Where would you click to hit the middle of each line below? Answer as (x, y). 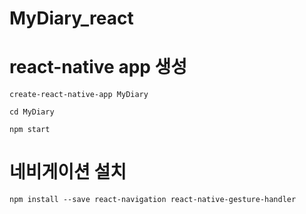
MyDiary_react (71, 18)
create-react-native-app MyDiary (79, 95)
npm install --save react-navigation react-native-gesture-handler (153, 200)
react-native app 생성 (98, 67)
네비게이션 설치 (68, 172)
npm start (30, 130)
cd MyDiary (32, 112)
